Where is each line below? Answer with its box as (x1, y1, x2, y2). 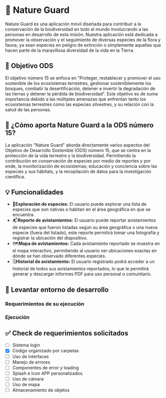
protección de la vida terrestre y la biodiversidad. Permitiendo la (5, 153, 136, 159)
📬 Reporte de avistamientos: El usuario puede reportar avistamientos (12, 217, 156, 223)
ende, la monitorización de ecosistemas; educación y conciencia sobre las (5, 163, 158, 169)
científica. (5, 173, 26, 179)
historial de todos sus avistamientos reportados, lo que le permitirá (12, 266, 149, 272)
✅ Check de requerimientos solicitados (5, 329, 129, 337)
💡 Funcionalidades (5, 188, 63, 196)
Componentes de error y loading (12, 365, 79, 371)
